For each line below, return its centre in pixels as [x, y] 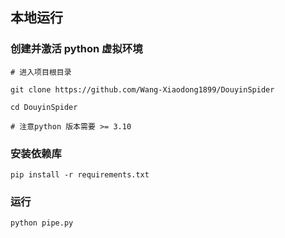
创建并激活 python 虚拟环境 [76, 49]
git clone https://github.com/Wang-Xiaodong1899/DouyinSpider [142, 89]
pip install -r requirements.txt [80, 174]
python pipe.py [42, 223]
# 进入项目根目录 [41, 72]
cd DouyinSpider [44, 107]
